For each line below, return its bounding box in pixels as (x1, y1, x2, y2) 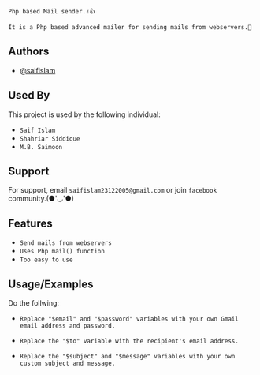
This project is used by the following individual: (8, 110, 161, 119)
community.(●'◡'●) (8, 193, 75, 204)
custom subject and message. (19, 359, 116, 368)
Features (8, 216, 53, 230)
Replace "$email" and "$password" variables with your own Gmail (19, 315, 239, 323)
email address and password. (19, 322, 116, 330)
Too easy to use (19, 256, 73, 264)
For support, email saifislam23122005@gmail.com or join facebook (8, 186, 217, 195)
